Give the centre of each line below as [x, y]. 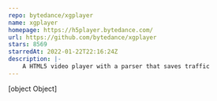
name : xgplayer [33, 23]
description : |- [35, 60]
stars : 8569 [28, 45]
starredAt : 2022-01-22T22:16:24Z [63, 52]
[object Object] [33, 88]
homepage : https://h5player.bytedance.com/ [81, 30]
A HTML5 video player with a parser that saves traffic [116, 67]
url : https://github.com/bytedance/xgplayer [82, 37]
